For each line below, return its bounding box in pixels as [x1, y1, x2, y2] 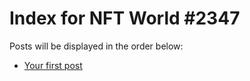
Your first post [23, 59, 83, 71]
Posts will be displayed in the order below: [9, 40, 184, 52]
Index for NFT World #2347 [9, 7, 241, 30]
